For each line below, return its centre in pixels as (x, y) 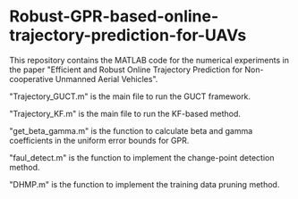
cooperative (31, 79)
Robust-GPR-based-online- (114, 17)
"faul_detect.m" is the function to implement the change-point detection (142, 157)
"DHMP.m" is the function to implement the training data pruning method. (145, 184)
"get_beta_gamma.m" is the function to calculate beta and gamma (131, 130)
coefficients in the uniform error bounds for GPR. (99, 140)
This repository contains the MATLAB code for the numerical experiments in (149, 60)
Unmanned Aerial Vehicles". (106, 79)
